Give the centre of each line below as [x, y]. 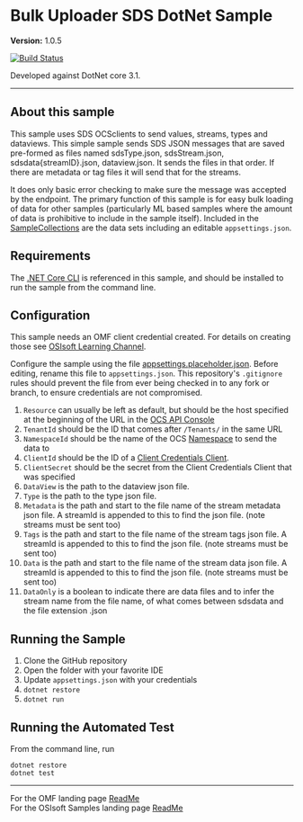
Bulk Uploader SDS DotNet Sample [142, 16]
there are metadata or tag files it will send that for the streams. [126, 172]
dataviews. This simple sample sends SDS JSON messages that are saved [148, 143]
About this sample [62, 112]
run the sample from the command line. [83, 287]
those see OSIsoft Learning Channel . [78, 346]
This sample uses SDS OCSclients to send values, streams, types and [139, 134]
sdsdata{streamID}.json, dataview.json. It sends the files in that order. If [143, 162]
